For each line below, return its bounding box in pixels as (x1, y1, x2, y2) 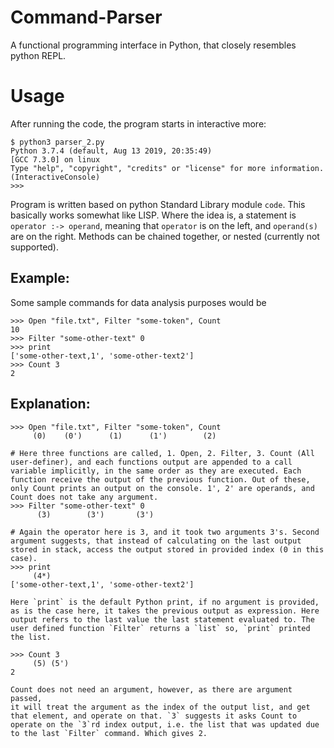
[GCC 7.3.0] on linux (10, 154, 101, 165)
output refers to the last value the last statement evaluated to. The (10, 614, 315, 625)
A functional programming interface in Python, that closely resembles (10, 39, 297, 51)
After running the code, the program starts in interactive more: (10, 117, 267, 130)
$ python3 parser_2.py (10, 137, 105, 147)
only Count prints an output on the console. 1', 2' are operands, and (10, 483, 315, 493)
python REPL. (10, 49, 67, 61)
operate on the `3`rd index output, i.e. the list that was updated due (10, 719, 320, 730)
